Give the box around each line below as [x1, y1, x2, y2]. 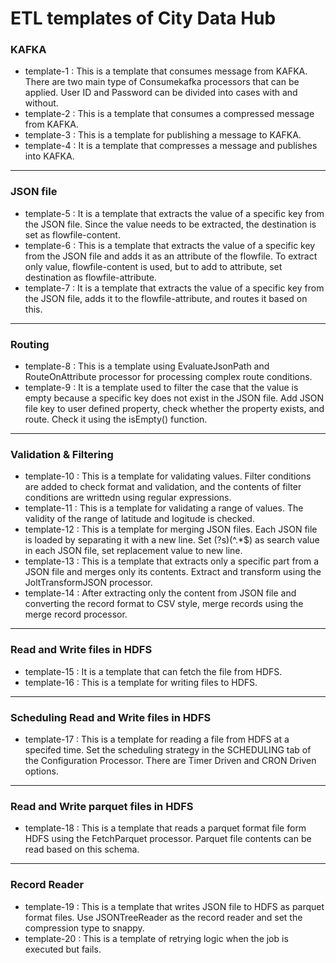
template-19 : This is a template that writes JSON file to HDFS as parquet [24, 900, 325, 912]
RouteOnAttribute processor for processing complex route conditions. [24, 371, 313, 383]
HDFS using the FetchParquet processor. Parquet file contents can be [24, 833, 312, 845]
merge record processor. [24, 608, 128, 621]
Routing [10, 337, 50, 351]
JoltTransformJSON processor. [24, 577, 153, 589]
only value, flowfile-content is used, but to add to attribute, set [24, 260, 283, 272]
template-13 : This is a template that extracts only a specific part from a [24, 555, 320, 567]
